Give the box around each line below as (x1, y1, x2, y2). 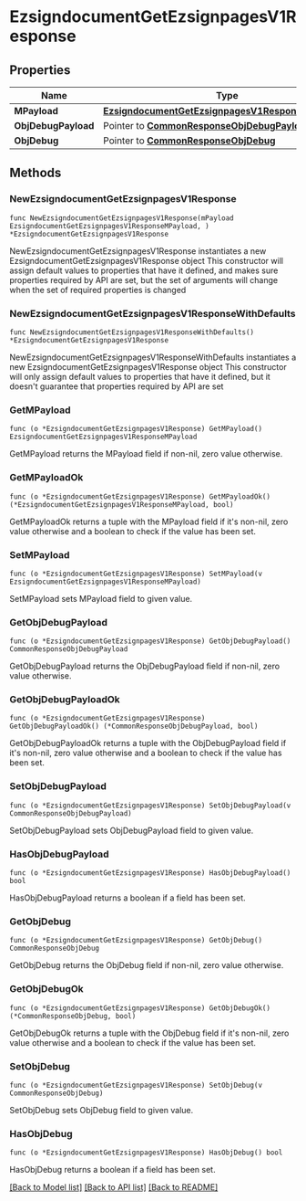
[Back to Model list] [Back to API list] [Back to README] (9, 1182, 219, 1193)
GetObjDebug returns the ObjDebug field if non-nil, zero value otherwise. (9, 960, 284, 971)
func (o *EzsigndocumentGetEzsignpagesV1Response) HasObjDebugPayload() (9, 869, 291, 878)
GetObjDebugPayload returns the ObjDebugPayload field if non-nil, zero (9, 660, 280, 672)
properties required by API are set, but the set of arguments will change (9, 274, 279, 285)
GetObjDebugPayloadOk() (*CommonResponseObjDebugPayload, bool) (9, 722, 259, 732)
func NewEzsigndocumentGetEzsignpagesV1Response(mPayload (9, 213, 234, 223)
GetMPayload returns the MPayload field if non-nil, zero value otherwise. (9, 448, 283, 459)
